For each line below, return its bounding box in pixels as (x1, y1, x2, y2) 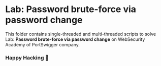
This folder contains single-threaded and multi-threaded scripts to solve (5, 31, 156, 37)
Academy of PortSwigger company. (5, 41, 80, 47)
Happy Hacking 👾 (5, 54, 49, 61)
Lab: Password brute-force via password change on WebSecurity (5, 36, 145, 42)
